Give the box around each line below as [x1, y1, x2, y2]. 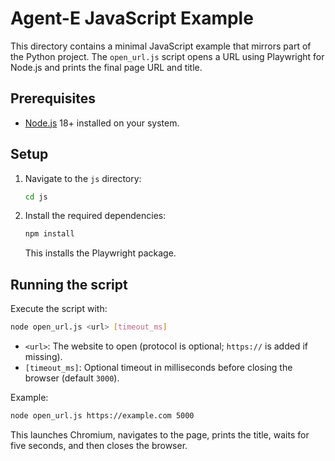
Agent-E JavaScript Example [10, 7, 254, 30]
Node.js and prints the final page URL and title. [10, 61, 203, 73]
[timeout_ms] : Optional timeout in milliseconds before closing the [24, 362, 293, 373]
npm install [24, 229, 75, 239]
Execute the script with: [10, 303, 108, 315]
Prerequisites [10, 90, 96, 107]
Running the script [10, 276, 128, 293]
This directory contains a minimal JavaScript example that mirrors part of [10, 40, 312, 52]
